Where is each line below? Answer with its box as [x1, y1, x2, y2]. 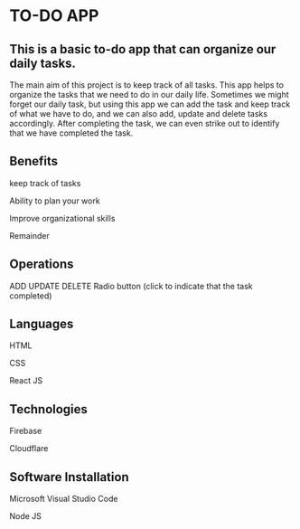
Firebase [9, 426, 42, 437]
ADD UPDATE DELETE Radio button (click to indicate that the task [9, 280, 253, 291]
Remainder [9, 230, 50, 241]
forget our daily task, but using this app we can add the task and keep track [9, 99, 291, 109]
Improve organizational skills [9, 213, 116, 223]
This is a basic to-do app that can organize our [9, 42, 277, 57]
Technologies [9, 401, 89, 417]
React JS [9, 375, 43, 386]
